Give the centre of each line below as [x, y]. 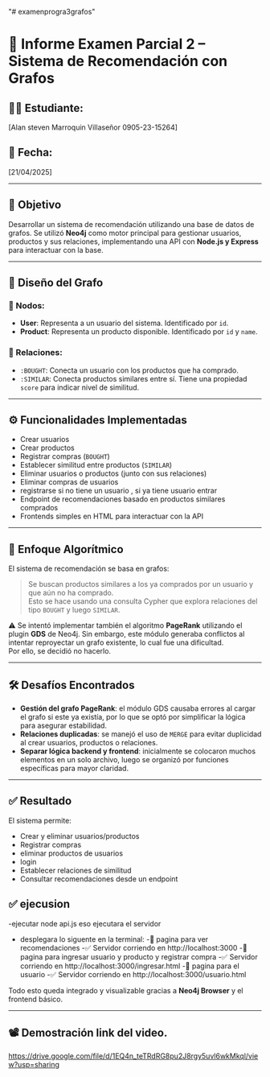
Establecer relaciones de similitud [76, 870]
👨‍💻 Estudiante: [46, 108]
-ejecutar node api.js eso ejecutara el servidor [85, 923]
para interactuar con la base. [56, 250]
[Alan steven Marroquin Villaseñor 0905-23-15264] [93, 127]
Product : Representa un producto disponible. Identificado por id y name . [139, 332]
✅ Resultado [40, 801]
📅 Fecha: [31, 153]
